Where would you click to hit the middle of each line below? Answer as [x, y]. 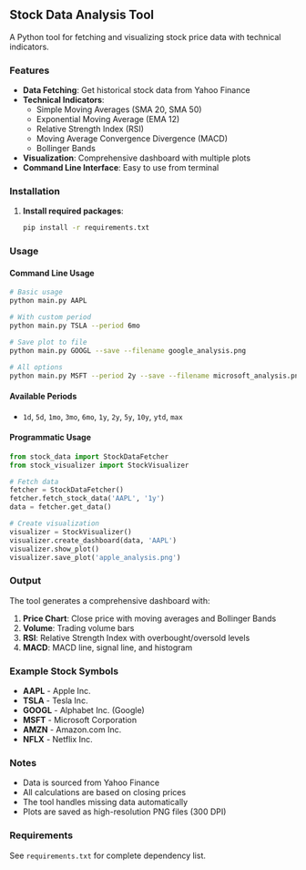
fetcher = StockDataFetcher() [67, 490]
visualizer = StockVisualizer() [71, 532]
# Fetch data [34, 482]
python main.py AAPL [49, 301]
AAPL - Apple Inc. [56, 691]
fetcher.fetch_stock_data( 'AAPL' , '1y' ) [87, 499]
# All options [36, 367]
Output [25, 581]
